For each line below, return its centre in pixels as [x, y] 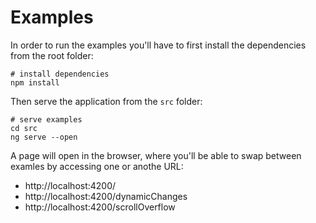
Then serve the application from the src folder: [106, 101]
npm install [35, 82]
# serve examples [46, 119]
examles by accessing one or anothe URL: [97, 166]
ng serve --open [44, 137]
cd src [24, 128]
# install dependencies [60, 74]
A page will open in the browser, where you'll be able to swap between [156, 155]
